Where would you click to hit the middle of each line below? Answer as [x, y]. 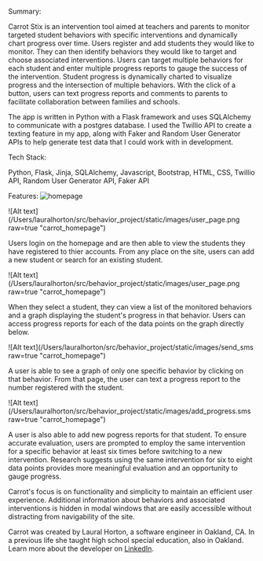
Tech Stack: [27, 157]
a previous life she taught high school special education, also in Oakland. [126, 540]
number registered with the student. [66, 387]
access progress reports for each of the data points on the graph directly [126, 324]
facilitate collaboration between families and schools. [94, 102]
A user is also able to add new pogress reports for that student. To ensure [128, 434]
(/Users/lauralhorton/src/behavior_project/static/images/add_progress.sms [130, 411]
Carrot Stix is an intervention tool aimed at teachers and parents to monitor [129, 26]
